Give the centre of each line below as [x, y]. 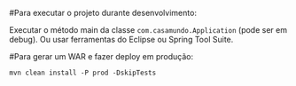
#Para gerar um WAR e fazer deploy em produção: [101, 56]
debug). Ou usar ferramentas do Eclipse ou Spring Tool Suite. [121, 39]
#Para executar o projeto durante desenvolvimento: [103, 13]
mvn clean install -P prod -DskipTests [83, 73]
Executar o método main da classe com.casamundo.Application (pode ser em [148, 30]
